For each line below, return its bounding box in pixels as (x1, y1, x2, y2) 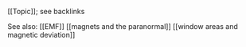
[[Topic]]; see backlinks (7, 7, 85, 16)
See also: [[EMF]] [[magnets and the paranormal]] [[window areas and (7, 22, 238, 31)
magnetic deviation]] (7, 31, 76, 39)
